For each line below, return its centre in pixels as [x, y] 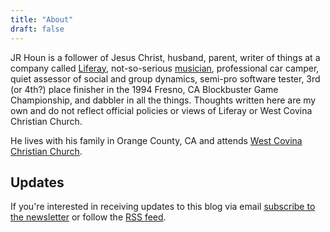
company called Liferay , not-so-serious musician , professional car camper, [165, 68]
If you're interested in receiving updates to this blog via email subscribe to [163, 207]
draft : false [37, 29]
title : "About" [42, 19]
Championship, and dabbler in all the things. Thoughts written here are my [163, 100]
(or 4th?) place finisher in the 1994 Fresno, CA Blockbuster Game [144, 89]
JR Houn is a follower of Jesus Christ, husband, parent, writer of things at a [165, 57]
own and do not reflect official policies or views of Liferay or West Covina [161, 110]
